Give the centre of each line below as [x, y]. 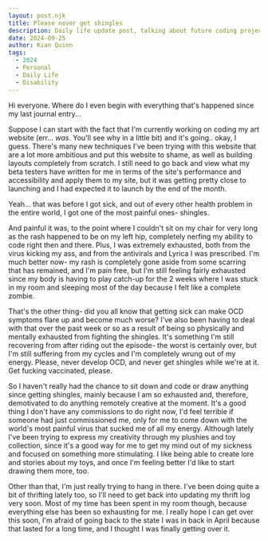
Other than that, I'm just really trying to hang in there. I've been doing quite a [134, 486]
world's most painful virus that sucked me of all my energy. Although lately [131, 428]
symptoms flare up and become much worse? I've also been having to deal [132, 319]
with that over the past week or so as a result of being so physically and [126, 328]
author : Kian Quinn [41, 45]
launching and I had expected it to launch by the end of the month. [118, 188]
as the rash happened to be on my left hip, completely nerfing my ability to [131, 236]
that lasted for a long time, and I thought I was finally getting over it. [119, 528]
